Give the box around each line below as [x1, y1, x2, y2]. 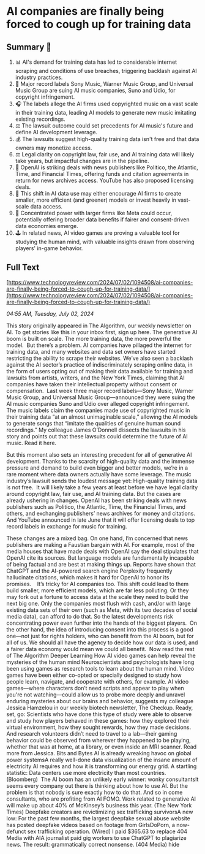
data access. [30, 203, 63, 210]
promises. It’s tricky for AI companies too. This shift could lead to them [6, 580, 189, 587]
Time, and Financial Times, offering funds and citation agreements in [15, 170, 189, 177]
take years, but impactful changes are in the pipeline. [15, 158, 149, 164]
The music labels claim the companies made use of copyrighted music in [6, 406, 190, 414]
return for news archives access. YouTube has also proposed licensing [15, 177, 194, 184]
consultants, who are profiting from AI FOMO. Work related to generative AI [6, 795, 196, 803]
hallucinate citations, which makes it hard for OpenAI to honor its [6, 573, 170, 581]
